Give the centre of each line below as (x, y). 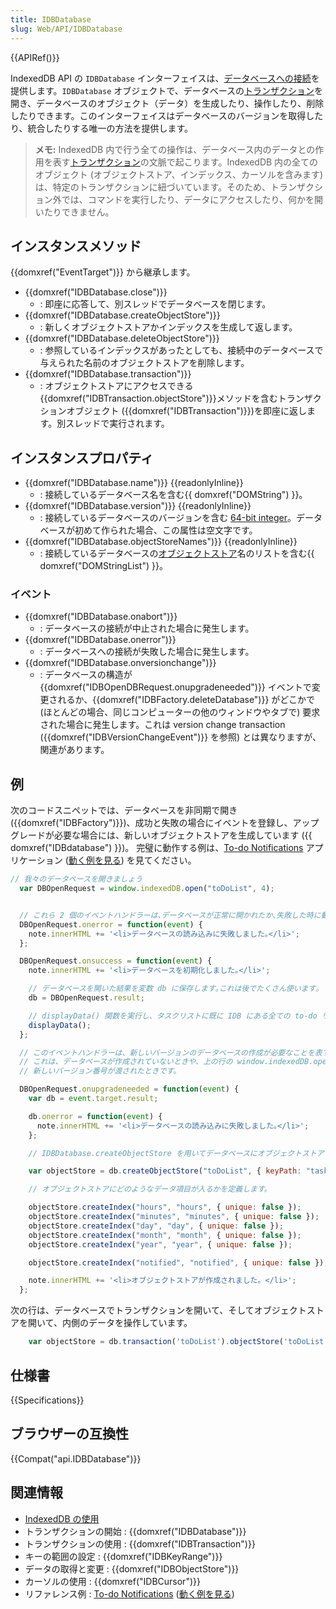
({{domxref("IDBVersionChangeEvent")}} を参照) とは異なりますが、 (180, 737)
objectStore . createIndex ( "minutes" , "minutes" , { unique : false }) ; (174, 1217)
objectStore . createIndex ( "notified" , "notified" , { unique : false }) (176, 1262)
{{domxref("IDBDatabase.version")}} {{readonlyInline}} (138, 506)
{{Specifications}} (47, 1400)
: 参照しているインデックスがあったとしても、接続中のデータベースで (181, 350)
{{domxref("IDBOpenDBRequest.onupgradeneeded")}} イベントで (175, 687)
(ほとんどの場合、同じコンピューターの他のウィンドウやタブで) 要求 (180, 712)
